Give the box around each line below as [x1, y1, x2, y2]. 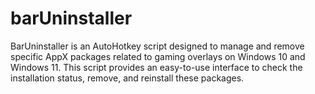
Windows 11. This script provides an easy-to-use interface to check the [10, 61, 303, 73]
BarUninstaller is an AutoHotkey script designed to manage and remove [10, 40, 305, 52]
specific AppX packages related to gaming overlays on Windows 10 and [10, 50, 306, 62]
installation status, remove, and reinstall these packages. [10, 72, 245, 84]
